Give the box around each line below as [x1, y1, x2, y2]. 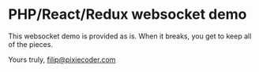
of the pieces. [8, 39, 54, 49]
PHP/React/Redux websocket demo [8, 5, 247, 23]
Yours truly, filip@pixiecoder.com [8, 55, 116, 64]
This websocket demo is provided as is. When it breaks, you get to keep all [8, 31, 252, 41]
